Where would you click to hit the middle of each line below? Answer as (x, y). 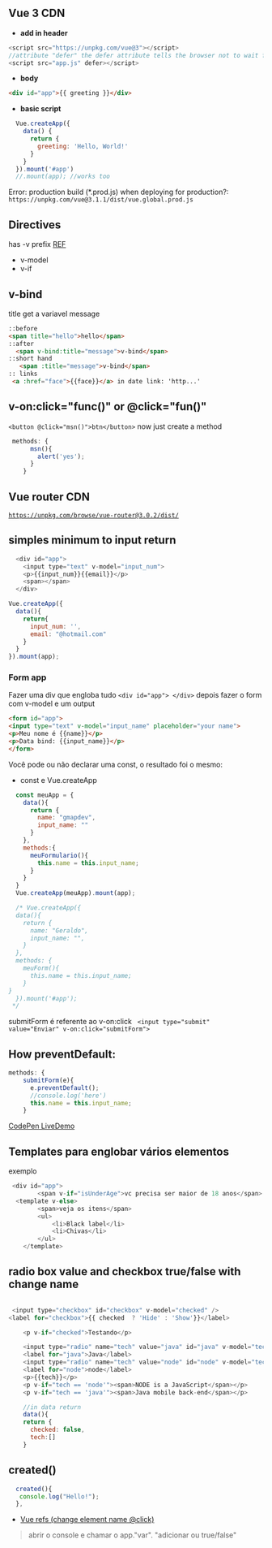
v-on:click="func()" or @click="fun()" (108, 406)
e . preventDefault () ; (64, 1087)
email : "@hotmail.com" (68, 634)
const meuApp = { (45, 795)
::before (23, 328)
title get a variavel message (54, 313)
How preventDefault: (62, 1054)
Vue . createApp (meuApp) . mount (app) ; (76, 893)
